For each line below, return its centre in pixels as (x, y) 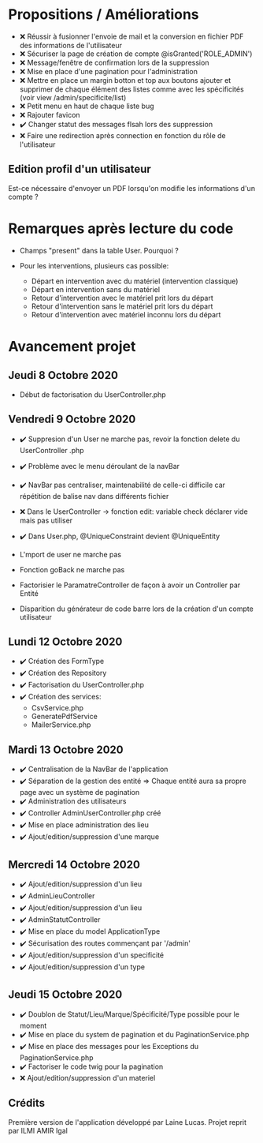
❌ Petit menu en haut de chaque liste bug (87, 106)
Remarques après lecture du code (121, 229)
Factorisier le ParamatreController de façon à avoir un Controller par (130, 585)
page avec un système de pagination (80, 793)
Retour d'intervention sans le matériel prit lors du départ (122, 306)
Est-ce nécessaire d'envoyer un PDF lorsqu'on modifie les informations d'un (132, 188)
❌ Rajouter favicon (50, 114)
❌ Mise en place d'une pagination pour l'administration (109, 71)
